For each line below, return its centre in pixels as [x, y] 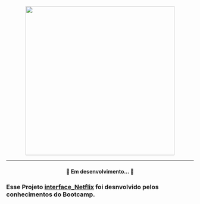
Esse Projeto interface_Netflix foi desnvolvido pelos [82, 187]
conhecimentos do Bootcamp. [51, 194]
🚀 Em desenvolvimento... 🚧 [100, 171]
